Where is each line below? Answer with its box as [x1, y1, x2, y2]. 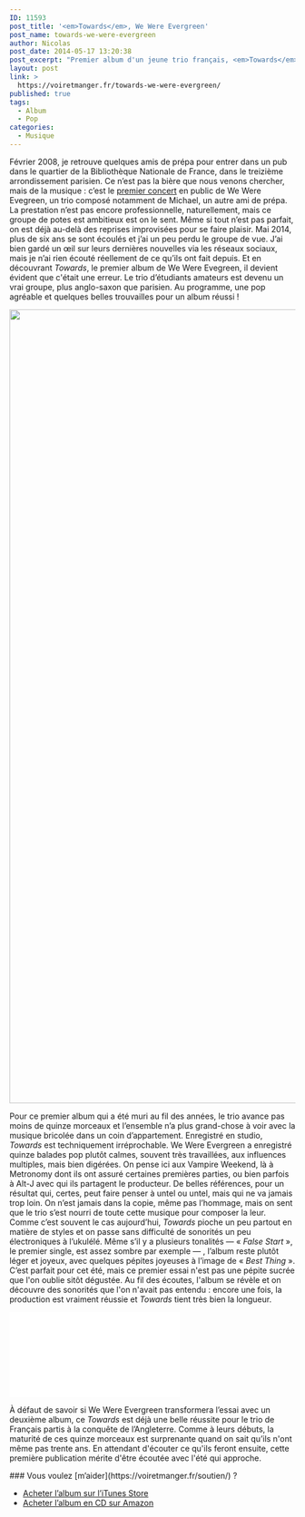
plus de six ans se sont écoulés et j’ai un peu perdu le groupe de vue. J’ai [9, 233, 283, 244]
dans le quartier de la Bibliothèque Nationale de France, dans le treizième [9, 165, 284, 177]
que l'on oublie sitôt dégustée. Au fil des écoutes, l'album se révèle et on [9, 1274, 281, 1285]
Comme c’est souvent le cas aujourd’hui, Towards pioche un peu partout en [9, 1217, 292, 1228]
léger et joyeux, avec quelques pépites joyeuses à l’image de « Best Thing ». [9, 1255, 296, 1266]
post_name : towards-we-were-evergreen [9, 30, 156, 39]
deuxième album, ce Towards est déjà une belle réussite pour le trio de [9, 1414, 275, 1424]
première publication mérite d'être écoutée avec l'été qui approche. [9, 1453, 261, 1463]
